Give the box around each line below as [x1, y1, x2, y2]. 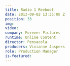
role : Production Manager [5, 49, 58, 54]
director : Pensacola [5, 40, 48, 45]
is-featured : [5, 53, 32, 59]
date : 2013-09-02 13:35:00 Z [5, 12, 65, 17]
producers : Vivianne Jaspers [5, 44, 65, 49]
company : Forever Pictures [5, 30, 61, 35]
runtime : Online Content [5, 35, 56, 40]
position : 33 [5, 16, 32, 21]
